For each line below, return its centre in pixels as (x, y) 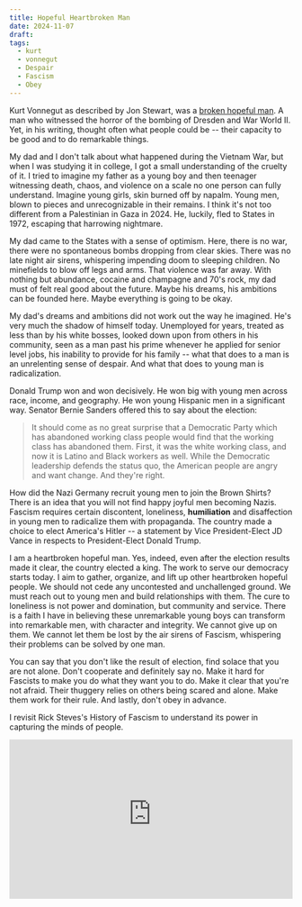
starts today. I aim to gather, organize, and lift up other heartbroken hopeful (148, 576)
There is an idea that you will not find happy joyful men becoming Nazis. (143, 502)
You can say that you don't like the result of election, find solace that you (144, 661)
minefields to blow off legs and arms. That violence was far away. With (140, 269)
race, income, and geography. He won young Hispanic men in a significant (147, 400)
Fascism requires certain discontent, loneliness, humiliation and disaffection (151, 512)
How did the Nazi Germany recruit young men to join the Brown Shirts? (140, 493)
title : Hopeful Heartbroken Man (70, 18)
